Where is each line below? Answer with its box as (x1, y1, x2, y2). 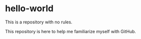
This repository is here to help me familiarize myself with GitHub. (5, 28, 136, 34)
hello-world (5, 3, 54, 14)
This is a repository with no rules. (5, 19, 73, 25)
